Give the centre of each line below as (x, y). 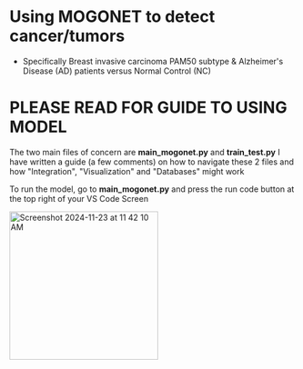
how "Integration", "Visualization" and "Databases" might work (127, 171)
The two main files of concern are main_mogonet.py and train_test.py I (145, 152)
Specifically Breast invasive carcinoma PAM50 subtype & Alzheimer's (153, 61)
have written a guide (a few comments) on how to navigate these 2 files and (151, 162)
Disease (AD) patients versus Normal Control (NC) (117, 71)
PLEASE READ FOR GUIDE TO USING (148, 108)
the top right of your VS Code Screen (79, 198)
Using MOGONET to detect (112, 17)
